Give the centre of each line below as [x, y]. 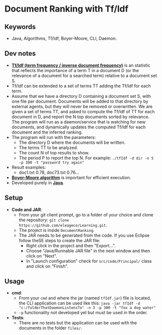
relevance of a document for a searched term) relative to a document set [84, 76]
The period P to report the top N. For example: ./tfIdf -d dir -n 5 [86, 158]
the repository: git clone [44, 220]
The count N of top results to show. [54, 152]
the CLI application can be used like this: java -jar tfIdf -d [79, 303]
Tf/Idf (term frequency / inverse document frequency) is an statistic [81, 65]
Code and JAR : [27, 210]
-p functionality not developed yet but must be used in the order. [83, 313]
